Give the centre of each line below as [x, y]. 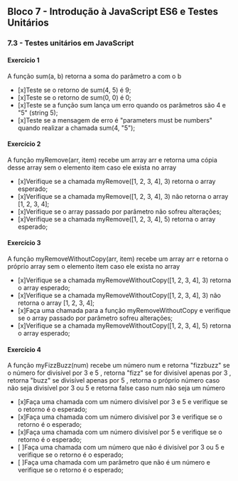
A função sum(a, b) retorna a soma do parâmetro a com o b [94, 76]
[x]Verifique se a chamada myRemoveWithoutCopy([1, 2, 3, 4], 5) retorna [124, 325]
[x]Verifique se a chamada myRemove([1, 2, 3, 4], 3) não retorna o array [123, 196]
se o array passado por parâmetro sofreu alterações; [95, 318]
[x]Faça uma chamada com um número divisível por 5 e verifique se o [120, 432]
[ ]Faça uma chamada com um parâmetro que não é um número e [114, 462]
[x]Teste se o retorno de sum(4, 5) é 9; [74, 90]
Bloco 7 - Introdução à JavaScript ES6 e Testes [113, 12]
